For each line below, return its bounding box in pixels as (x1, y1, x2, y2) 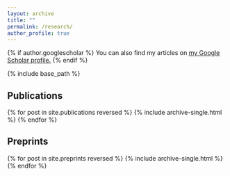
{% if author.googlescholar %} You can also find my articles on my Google (7, 49, 220, 57)
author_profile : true (7, 29, 70, 37)
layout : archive (7, 10, 54, 17)
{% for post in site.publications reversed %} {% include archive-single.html (7, 109, 222, 117)
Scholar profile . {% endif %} (7, 56, 88, 65)
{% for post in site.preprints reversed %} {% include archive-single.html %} (7, 154, 224, 162)
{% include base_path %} (7, 70, 81, 78)
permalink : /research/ (7, 23, 73, 30)
